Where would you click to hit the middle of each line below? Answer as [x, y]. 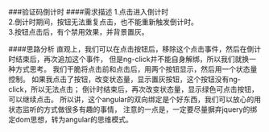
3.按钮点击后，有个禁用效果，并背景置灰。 [79, 32]
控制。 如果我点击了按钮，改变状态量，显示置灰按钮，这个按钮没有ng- [125, 79]
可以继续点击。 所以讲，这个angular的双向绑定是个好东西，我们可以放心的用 [135, 99]
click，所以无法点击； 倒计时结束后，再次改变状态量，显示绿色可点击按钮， [134, 89]
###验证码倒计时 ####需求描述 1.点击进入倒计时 [89, 12]
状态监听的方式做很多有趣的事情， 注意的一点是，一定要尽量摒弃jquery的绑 [133, 109]
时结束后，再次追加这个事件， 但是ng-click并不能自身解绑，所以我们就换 [129, 59]
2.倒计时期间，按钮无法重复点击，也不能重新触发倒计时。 [103, 22]
